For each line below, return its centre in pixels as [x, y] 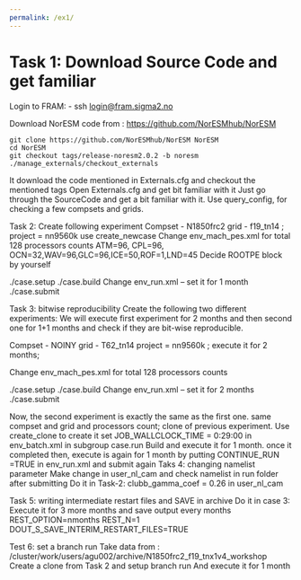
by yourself [30, 264]
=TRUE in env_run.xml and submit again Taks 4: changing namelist [133, 464]
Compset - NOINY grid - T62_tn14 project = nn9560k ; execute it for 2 [138, 345]
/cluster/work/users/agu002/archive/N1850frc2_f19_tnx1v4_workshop [138, 556]
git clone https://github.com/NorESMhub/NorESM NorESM [114, 140]
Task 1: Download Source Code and [143, 62]
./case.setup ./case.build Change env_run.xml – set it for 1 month [129, 281]
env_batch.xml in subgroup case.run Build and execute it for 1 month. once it [150, 444]
